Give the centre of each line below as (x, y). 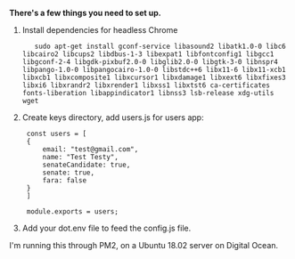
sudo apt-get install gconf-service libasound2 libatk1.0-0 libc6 (160, 46)
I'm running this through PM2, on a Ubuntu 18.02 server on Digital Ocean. (144, 245)
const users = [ (57, 134)
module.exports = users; (72, 212)
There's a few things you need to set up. (86, 13)
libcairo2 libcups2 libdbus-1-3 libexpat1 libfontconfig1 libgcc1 (148, 54)
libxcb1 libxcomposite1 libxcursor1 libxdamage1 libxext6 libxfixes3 (154, 77)
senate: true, (69, 173)
